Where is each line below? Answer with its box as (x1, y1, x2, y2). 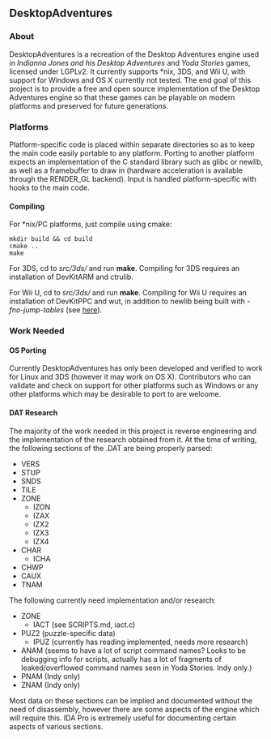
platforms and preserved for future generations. (9, 101, 169, 110)
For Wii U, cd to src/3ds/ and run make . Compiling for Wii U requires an (9, 288, 248, 298)
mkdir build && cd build (9, 235, 93, 243)
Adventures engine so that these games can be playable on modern (9, 92, 235, 102)
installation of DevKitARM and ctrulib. (9, 272, 134, 282)
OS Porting (9, 345, 47, 355)
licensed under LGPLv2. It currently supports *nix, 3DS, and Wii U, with (9, 67, 246, 76)
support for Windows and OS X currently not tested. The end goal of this (9, 75, 252, 84)
